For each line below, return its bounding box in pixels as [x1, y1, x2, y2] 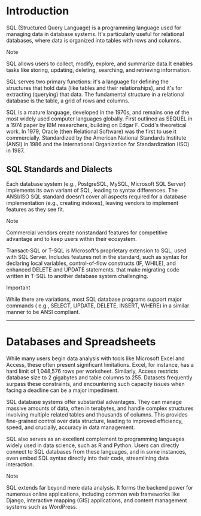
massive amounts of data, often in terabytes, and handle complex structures [6, 405, 194, 412]
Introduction [6, 4, 69, 18]
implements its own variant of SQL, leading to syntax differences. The [6, 186, 178, 194]
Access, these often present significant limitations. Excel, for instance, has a [6, 361, 194, 368]
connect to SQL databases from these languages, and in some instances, [6, 448, 187, 455]
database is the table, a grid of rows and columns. [6, 97, 130, 104]
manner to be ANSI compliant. [6, 308, 81, 315]
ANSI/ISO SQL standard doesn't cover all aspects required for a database [6, 193, 187, 200]
